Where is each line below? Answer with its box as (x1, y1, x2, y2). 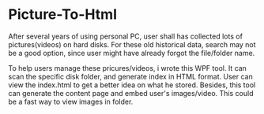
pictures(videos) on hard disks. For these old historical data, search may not (8, 39, 256, 49)
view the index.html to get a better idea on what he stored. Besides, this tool (8, 80, 256, 90)
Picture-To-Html (8, 6, 117, 24)
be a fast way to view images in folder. (8, 97, 134, 106)
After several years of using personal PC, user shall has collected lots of (8, 31, 243, 41)
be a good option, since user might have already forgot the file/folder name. (8, 48, 255, 57)
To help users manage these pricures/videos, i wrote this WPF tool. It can (8, 63, 247, 72)
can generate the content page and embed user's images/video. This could (8, 88, 254, 97)
